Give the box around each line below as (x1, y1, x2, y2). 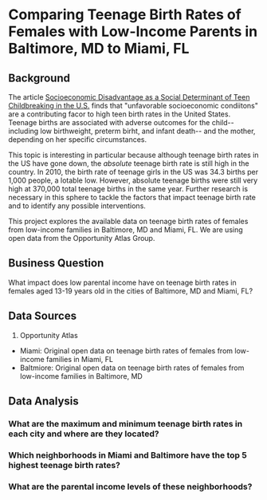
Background (8, 71, 70, 85)
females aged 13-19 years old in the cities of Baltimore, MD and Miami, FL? (8, 285, 253, 296)
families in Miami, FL (46, 354, 114, 364)
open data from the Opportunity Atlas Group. (8, 234, 155, 242)
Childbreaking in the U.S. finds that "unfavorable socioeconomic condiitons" (8, 101, 259, 110)
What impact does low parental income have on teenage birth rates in (8, 278, 237, 287)
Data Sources (8, 309, 77, 323)
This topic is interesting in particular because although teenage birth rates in (8, 150, 259, 159)
